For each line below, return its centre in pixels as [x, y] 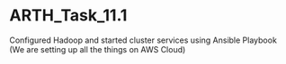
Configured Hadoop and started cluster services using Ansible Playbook [143, 40]
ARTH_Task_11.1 [68, 16]
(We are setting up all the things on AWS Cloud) [98, 49]
